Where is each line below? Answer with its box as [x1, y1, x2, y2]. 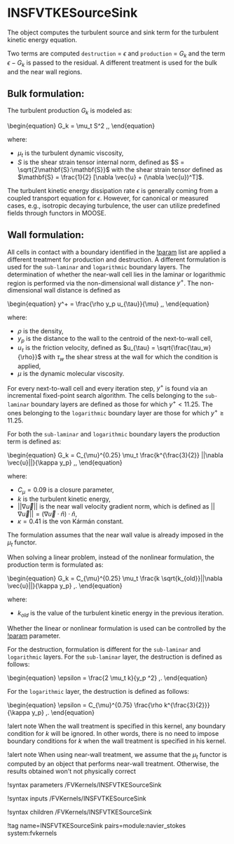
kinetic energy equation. [7, 35, 77, 43]
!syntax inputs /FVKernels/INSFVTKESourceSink [7, 794, 146, 803]
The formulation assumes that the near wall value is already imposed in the [7, 530, 224, 539]
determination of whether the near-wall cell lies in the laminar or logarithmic [7, 270, 226, 279]
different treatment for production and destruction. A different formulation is [7, 255, 226, 264]
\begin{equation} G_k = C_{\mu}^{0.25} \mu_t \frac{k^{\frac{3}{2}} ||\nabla [7, 450, 224, 459]
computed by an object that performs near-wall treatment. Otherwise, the [7, 759, 219, 768]
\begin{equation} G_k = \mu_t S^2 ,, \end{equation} [7, 121, 156, 130]
